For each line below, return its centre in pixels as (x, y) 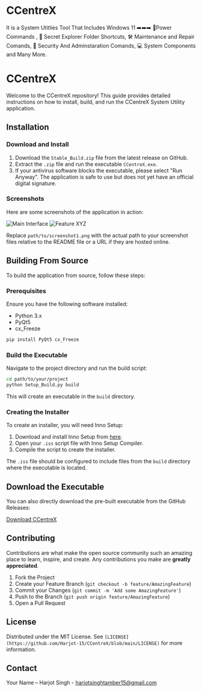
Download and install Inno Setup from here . (69, 437)
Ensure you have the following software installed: (67, 304)
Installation (28, 127)
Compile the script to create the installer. (65, 449)
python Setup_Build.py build (43, 385)
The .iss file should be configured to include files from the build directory (98, 462)
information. (21, 649)
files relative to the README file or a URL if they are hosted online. (88, 241)
